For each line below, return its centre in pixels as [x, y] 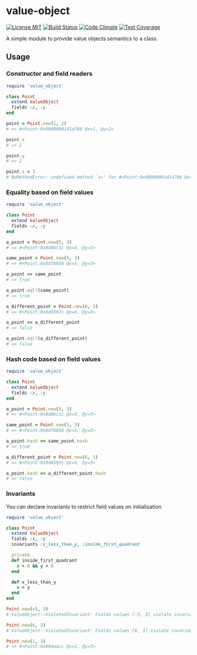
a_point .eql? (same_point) [38, 290]
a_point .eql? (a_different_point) [47, 339]
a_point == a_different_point [43, 323]
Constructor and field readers [49, 73]
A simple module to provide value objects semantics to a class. [82, 38]
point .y [16, 156]
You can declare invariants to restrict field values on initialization [84, 506]
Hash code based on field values [53, 359]
